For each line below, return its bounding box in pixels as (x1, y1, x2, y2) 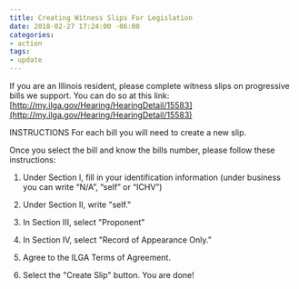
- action (9, 38, 43, 48)
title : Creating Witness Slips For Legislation (9, 13, 194, 23)
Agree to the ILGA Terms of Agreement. (22, 252, 171, 263)
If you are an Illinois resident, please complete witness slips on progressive (9, 81, 290, 91)
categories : (9, 30, 55, 39)
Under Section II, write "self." (22, 199, 132, 210)
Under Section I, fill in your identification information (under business (22, 172, 282, 183)
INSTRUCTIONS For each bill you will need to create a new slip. (9, 127, 247, 137)
